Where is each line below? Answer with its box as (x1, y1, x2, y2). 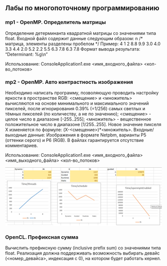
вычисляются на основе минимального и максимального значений (5, 100, 149, 106)
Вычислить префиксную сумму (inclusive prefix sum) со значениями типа (5, 245, 161, 251)
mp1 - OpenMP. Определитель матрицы (5, 19, 106, 26)
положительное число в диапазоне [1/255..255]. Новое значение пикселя (5, 121, 162, 127)
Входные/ (133, 127, 154, 133)
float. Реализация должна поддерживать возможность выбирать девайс (5, 250, 160, 256)
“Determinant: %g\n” (5, 51, 48, 57)
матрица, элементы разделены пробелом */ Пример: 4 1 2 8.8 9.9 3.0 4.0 (5, 41, 161, 47)
